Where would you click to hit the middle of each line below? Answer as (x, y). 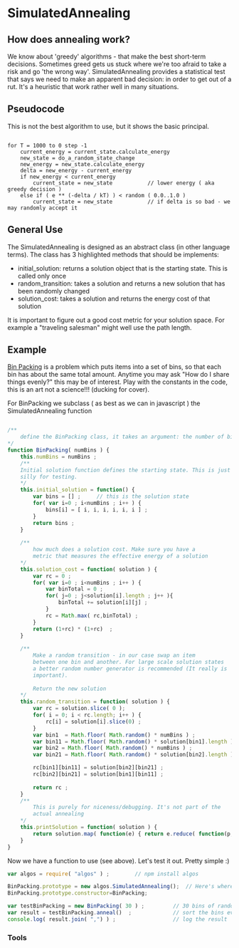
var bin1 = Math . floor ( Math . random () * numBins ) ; (114, 735)
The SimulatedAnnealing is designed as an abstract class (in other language (119, 246)
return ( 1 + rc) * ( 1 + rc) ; (73, 629)
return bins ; (54, 523)
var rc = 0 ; (52, 576)
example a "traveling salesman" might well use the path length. (100, 327)
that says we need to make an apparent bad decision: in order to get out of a (119, 79)
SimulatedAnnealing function (50, 411)
